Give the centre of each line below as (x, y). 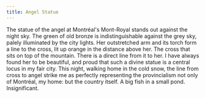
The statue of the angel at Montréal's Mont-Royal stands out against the (97, 29)
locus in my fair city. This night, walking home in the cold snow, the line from (102, 69)
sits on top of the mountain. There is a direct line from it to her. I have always (103, 55)
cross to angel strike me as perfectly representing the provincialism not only (102, 75)
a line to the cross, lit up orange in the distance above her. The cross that (99, 49)
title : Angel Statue (33, 12)
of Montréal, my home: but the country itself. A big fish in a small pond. (96, 81)
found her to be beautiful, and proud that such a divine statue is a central (98, 62)
